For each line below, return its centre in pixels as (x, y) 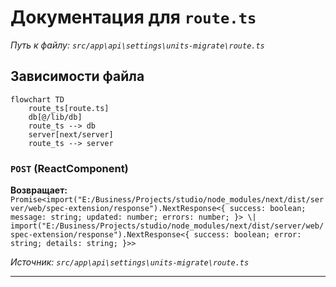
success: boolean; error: (247, 235)
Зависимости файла (77, 76)
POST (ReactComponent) (69, 168)
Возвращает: (39, 190)
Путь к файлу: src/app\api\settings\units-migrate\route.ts (137, 45)
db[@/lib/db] (55, 117)
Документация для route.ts (133, 17)
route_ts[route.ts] (69, 108)
